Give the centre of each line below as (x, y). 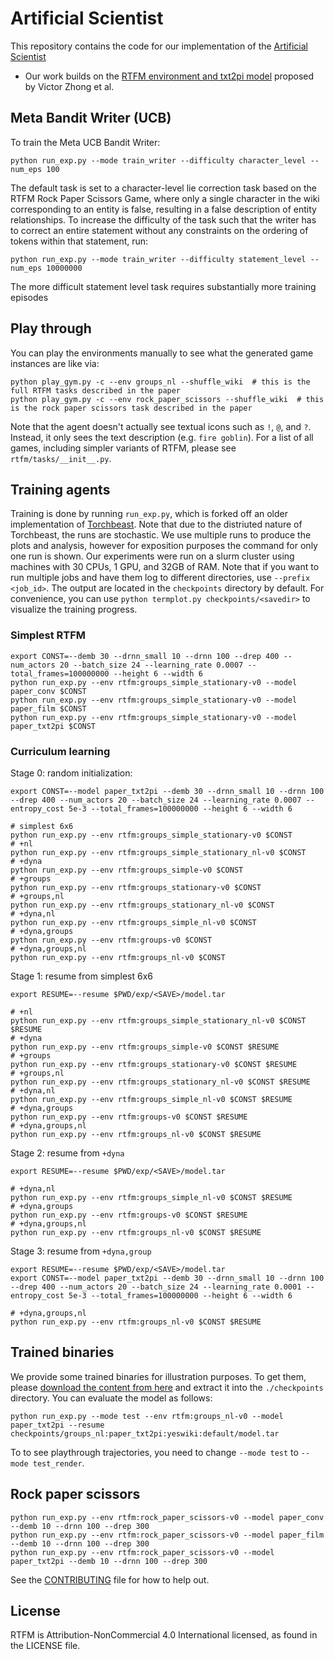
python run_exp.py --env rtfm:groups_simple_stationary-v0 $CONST (151, 835)
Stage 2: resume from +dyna (67, 1153)
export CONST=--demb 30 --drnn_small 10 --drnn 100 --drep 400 (145, 656)
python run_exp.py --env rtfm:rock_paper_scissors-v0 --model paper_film (167, 1535)
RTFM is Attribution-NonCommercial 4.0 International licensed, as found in (164, 1635)
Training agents (60, 489)
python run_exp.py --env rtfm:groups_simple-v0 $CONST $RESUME (145, 1047)
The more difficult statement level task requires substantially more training (163, 286)
